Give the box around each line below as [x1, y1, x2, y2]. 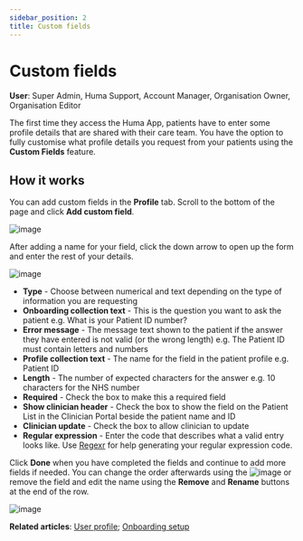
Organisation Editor [9, 100, 81, 111]
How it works [9, 173, 85, 188]
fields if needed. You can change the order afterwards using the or [9, 467, 292, 478]
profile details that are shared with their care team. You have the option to [9, 128, 284, 138]
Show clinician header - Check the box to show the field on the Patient [22, 402, 289, 413]
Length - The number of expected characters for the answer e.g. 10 [22, 373, 276, 384]
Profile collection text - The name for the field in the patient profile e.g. [22, 354, 289, 365]
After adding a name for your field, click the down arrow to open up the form [9, 242, 294, 252]
